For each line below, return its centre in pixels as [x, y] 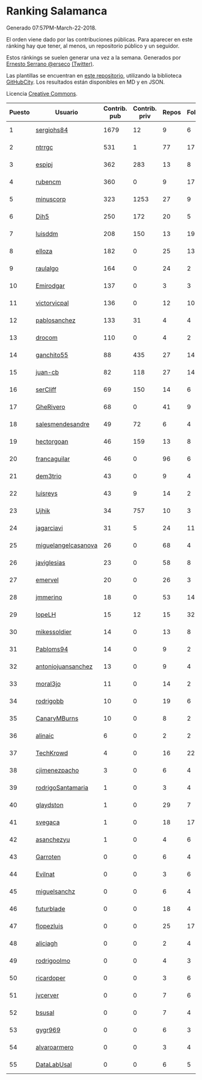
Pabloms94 [52, 649]
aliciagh [47, 943]
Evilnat [45, 874]
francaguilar [53, 459]
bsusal [45, 1013]
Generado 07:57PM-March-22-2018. [51, 28]
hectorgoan [52, 441]
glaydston [50, 805]
